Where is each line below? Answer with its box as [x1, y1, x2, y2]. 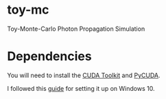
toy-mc [7, 2, 49, 18]
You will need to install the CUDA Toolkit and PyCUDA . [7, 71, 161, 79]
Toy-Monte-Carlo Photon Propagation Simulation [7, 25, 145, 33]
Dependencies [7, 48, 92, 64]
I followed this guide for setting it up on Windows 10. [7, 84, 155, 92]
